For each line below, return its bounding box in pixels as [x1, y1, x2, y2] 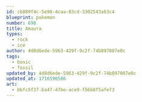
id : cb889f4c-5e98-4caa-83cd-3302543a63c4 [6, 8, 115, 15]
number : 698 [6, 20, 36, 26]
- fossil [11, 64, 34, 71]
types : [6, 31, 23, 37]
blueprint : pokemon [6, 14, 56, 20]
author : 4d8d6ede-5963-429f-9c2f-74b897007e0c [6, 48, 126, 54]
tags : [6, 53, 20, 59]
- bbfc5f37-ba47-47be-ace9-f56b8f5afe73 [11, 87, 115, 93]
